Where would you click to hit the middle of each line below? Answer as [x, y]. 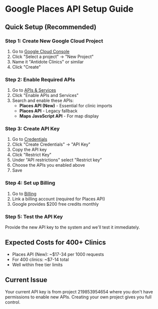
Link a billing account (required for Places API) [59, 199]
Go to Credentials [30, 139]
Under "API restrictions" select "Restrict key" [57, 160]
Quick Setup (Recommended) [51, 27]
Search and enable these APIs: [43, 100]
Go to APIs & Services [34, 90]
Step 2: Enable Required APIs [40, 79]
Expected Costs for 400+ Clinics [55, 242]
